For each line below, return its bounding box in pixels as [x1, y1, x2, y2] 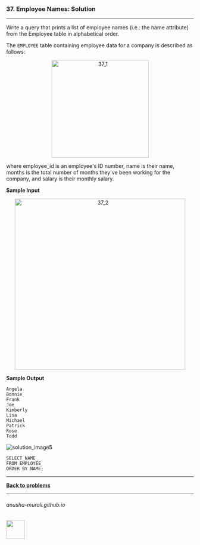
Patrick [6, 423, 26, 429]
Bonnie [6, 391, 23, 397]
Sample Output [6, 375, 45, 382]
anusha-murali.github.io [6, 501, 65, 508]
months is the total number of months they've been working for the [6, 169, 171, 176]
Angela [6, 386, 23, 393]
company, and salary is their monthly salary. [6, 175, 114, 182]
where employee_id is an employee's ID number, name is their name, [6, 163, 174, 170]
